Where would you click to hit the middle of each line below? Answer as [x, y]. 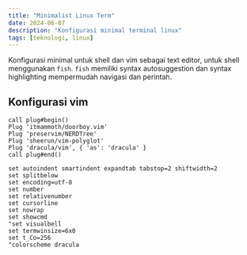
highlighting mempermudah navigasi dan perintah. [90, 77]
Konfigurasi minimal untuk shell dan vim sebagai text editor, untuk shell [124, 60]
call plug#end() [35, 155]
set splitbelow [33, 176]
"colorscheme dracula [44, 245]
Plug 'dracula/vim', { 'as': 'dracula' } [78, 148]
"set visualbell [35, 224]
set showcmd [28, 217]
